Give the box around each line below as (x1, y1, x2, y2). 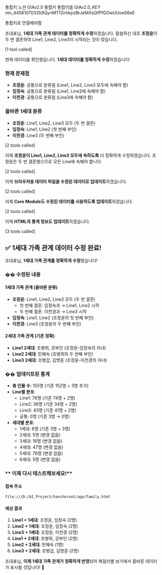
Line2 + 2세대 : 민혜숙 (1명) (12, 542, 64, 547)
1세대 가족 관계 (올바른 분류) (5, 284, 58, 290)
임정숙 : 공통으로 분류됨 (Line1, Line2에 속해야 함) (12, 88, 106, 94)
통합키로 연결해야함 (5, 20, 42, 26)
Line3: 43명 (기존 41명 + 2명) (19, 407, 77, 413)
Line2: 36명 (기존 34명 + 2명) (19, 401, 77, 407)
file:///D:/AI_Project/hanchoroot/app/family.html (5, 494, 111, 499)
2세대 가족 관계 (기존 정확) (5, 333, 55, 339)
